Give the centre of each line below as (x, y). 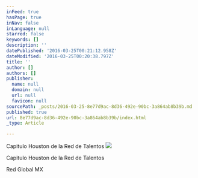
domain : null (28, 90)
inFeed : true (23, 12)
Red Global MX (25, 170)
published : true (26, 112)
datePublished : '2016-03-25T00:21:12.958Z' (62, 51)
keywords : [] (23, 40)
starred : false (25, 34)
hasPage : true (24, 17)
